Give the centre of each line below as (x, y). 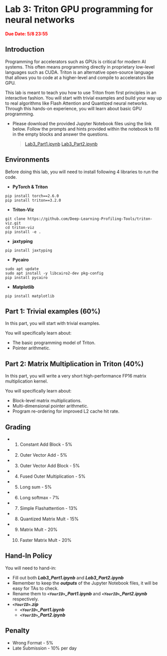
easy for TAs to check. (35, 588)
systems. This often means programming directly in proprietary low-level (80, 67)
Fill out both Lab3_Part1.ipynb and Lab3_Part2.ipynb (68, 577)
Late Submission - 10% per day (45, 648)
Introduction (25, 49)
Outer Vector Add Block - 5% (50, 466)
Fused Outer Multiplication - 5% (53, 476)
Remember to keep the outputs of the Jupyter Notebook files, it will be (85, 583)
